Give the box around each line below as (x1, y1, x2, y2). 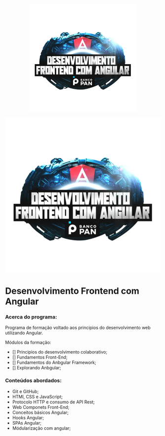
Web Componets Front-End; (12, 404, 70, 410)
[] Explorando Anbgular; (12, 365, 61, 371)
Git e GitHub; (12, 388, 39, 394)
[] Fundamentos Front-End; (12, 355, 68, 360)
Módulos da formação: (5, 340, 51, 346)
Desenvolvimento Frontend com (5, 285, 140, 297)
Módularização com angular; (12, 425, 71, 431)
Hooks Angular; (12, 414, 44, 421)
